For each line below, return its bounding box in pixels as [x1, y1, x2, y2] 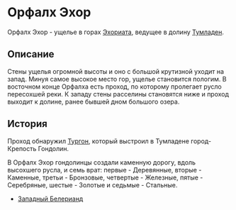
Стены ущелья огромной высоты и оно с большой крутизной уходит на [7, 67, 225, 75]
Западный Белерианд [17, 194, 84, 203]
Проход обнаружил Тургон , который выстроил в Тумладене [7, 136, 190, 145]
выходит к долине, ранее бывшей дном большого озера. [7, 97, 180, 106]
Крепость [7, 144, 37, 153]
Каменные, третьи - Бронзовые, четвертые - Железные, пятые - [7, 173, 203, 182]
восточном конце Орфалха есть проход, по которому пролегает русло [7, 82, 222, 91]
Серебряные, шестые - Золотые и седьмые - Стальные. [7, 180, 178, 189]
